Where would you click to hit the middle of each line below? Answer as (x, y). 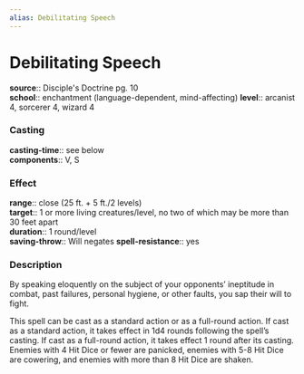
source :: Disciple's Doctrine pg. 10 (74, 88)
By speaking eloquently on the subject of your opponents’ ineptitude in (142, 284)
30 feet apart (34, 222)
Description (36, 265)
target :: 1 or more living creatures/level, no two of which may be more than (149, 213)
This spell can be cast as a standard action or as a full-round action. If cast (149, 321)
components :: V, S (44, 159)
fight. (20, 303)
